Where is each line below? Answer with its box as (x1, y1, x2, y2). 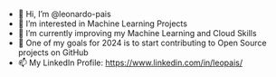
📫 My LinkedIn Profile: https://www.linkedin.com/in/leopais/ (17, 57, 243, 68)
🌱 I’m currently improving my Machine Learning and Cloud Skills (17, 28, 257, 38)
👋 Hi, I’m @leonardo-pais (17, 9, 111, 19)
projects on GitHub (17, 47, 89, 58)
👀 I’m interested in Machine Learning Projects (17, 18, 188, 29)
